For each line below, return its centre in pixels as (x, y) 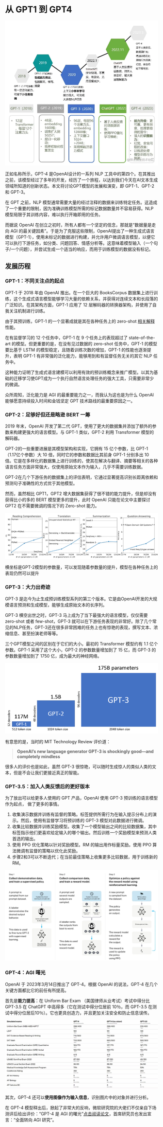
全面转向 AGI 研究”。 (36, 1120)
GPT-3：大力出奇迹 (28, 587)
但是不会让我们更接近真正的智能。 (47, 772)
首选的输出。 (25, 839)
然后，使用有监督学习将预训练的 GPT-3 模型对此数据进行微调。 (83, 820)
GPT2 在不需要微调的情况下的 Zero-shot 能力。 (52, 506)
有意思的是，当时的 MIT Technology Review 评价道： (58, 741)
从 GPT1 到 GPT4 (39, 9)
